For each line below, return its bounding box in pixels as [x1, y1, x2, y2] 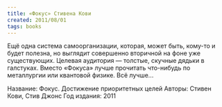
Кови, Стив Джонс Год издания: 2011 [7, 92, 117, 100]
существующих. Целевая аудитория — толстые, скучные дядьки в [7, 57, 205, 65]
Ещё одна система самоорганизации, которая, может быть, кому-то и [7, 42, 216, 50]
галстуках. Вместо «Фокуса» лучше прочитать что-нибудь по [7, 64, 191, 72]
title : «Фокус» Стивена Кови [7, 10, 92, 17]
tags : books [7, 23, 42, 30]
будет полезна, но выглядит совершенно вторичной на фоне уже [7, 49, 201, 57]
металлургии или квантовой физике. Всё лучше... [7, 71, 154, 79]
